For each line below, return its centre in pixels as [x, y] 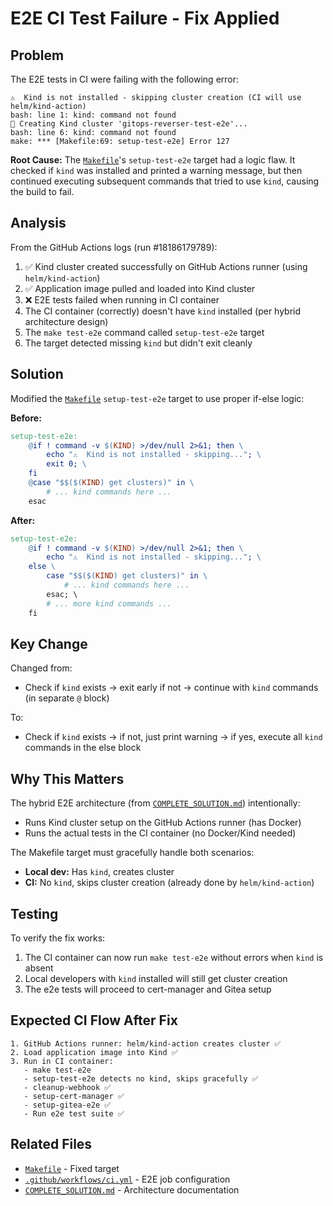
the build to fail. [42, 191]
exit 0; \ [66, 464]
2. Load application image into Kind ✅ [94, 1052]
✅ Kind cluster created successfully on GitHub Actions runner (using [166, 266]
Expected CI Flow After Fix [94, 1020]
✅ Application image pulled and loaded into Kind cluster [140, 288]
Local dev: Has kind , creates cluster [99, 872]
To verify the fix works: [58, 938]
